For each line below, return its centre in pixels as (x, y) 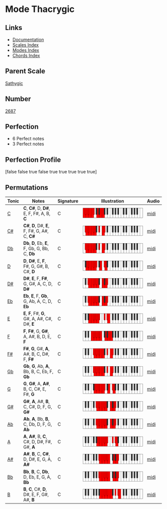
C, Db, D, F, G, (38, 424)
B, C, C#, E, (35, 389)
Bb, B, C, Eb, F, (38, 372)
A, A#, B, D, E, (37, 336)
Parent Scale (25, 71)
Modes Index (26, 50)
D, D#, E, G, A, (38, 459)
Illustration (113, 201)
